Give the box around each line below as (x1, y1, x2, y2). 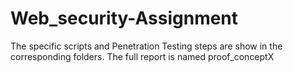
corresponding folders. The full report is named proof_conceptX (10, 50, 275, 62)
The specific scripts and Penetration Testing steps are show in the (10, 40, 283, 52)
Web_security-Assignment (10, 7, 239, 30)
